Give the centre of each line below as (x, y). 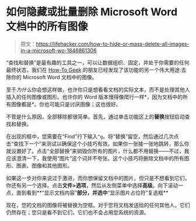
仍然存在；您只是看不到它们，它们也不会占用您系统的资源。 (78, 212)
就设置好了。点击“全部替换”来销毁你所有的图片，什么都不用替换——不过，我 (98, 151)
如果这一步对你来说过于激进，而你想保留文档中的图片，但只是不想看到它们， (98, 178)
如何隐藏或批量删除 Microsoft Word (92, 12)
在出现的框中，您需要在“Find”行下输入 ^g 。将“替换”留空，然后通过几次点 (92, 136)
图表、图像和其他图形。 (44, 165)
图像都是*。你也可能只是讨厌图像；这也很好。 (66, 104)
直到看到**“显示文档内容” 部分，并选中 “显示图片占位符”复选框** (92, 192)
